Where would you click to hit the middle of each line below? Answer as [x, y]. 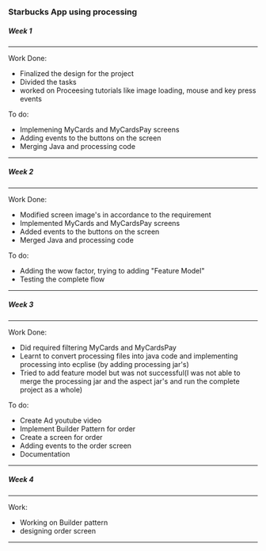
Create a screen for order [61, 437]
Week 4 [21, 480]
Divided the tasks [48, 82]
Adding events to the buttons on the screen [90, 138]
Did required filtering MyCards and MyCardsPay [98, 347]
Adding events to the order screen [76, 446]
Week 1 [20, 31]
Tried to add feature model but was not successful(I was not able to [130, 373]
